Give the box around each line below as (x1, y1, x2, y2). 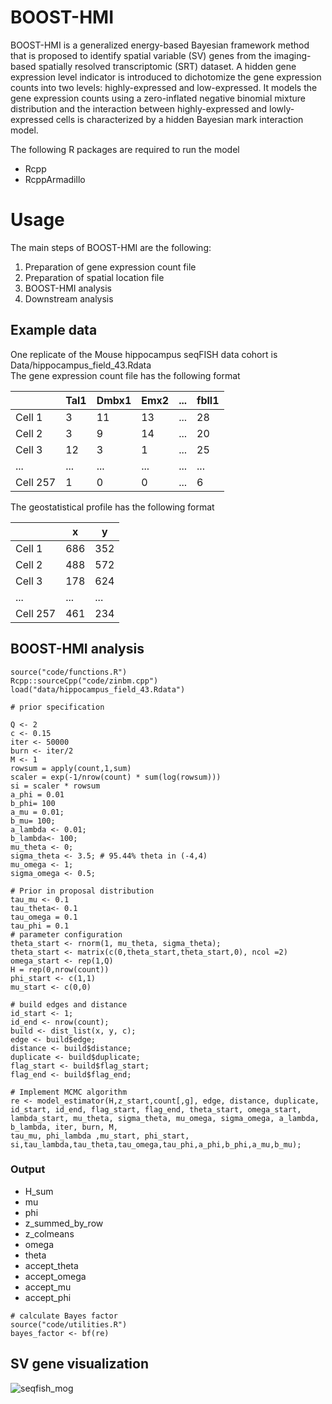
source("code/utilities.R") (10, 1319, 128, 1330)
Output (10, 1162, 46, 1176)
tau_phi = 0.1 (10, 921, 70, 931)
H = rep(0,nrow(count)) (10, 964, 110, 975)
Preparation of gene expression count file (24, 261, 197, 273)
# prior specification (10, 702, 105, 712)
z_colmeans (24, 1227, 75, 1240)
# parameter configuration (10, 929, 123, 940)
